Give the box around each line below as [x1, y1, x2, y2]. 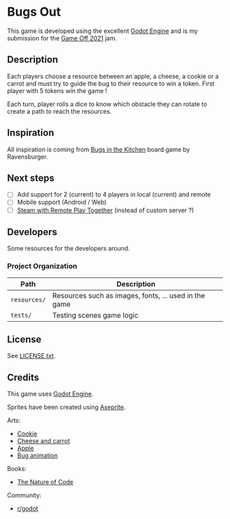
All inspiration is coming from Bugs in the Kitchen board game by [7, 145, 190, 153]
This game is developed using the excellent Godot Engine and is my [7, 27, 199, 35]
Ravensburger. [7, 152, 49, 161]
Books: [7, 465, 27, 473]
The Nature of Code [16, 478, 74, 486]
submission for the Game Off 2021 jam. [7, 34, 118, 42]
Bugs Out [7, 4, 62, 20]
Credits [7, 371, 40, 383]
